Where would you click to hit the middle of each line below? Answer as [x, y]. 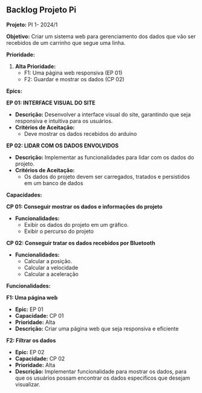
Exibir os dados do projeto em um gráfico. [76, 224]
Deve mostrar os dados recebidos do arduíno [80, 133]
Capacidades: [24, 195]
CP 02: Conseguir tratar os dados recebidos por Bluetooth [81, 243]
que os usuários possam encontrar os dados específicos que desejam [103, 378]
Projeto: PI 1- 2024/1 [32, 24]
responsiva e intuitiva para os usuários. [64, 121]
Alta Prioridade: [35, 66]
